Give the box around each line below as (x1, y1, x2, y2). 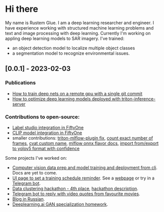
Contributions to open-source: (5, 113, 80, 120)
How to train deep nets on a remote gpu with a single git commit (12, 90, 143, 97)
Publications (5, 79, 36, 86)
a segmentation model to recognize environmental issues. (12, 50, 130, 56)
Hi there (5, 3, 38, 15)
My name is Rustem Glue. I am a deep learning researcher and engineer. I (5, 20, 154, 26)
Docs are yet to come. (12, 170, 58, 176)
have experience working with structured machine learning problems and (5, 25, 154, 31)
